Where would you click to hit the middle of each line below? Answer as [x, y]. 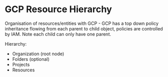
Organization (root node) [38, 54]
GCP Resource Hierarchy [58, 9]
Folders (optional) [31, 59]
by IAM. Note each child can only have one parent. [58, 34]
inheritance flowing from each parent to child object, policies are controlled [84, 28]
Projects [21, 64]
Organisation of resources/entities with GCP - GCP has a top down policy [82, 23]
